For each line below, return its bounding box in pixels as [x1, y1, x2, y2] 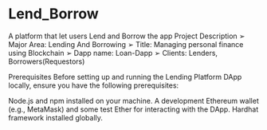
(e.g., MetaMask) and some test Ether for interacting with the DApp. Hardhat [8, 104, 259, 114]
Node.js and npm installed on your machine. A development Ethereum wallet [8, 96, 259, 105]
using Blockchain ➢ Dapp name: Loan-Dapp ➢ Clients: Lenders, [8, 48, 218, 57]
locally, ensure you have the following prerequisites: [8, 81, 179, 90]
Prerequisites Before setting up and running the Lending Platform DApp [8, 72, 242, 81]
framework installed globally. [8, 112, 104, 122]
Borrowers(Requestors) [8, 57, 85, 66]
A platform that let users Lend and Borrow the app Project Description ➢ [8, 31, 245, 41]
